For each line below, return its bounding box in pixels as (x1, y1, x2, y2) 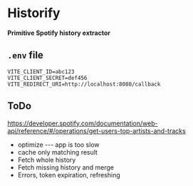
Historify (7, 5, 61, 21)
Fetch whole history (17, 155, 76, 164)
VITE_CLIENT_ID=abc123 (7, 68, 75, 76)
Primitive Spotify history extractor (7, 29, 110, 37)
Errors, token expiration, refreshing (17, 170, 121, 179)
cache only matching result (17, 148, 98, 156)
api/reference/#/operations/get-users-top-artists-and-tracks (7, 126, 187, 135)
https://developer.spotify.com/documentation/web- (7, 119, 158, 128)
